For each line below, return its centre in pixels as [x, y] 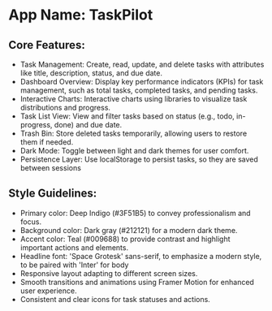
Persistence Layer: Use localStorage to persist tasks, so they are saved [139, 159]
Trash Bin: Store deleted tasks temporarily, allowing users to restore [134, 133]
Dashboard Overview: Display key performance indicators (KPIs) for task [142, 82]
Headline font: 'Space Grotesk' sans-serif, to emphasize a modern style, [141, 256]
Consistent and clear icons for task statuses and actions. [115, 299]
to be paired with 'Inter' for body [74, 265]
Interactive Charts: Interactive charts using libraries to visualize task [134, 99]
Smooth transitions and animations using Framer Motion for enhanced [137, 282]
